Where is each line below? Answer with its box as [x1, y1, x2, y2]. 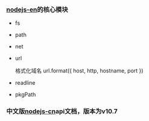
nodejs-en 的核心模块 [6, 5, 68, 13]
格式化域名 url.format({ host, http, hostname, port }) [14, 67, 144, 74]
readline [14, 79, 36, 87]
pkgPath [14, 91, 36, 98]
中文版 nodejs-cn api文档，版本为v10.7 [6, 107, 118, 116]
